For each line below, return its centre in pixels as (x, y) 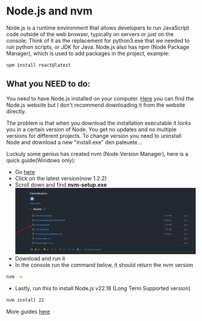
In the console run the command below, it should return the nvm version (104, 265)
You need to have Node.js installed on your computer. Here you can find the (100, 98)
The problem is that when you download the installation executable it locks (99, 123)
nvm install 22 (25, 300)
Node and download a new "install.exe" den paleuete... (74, 142)
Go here (25, 172)
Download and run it (40, 258)
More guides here (28, 311)
